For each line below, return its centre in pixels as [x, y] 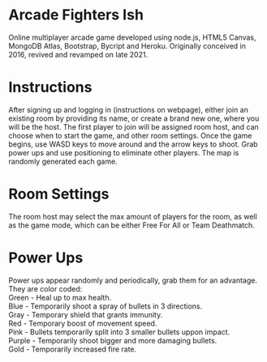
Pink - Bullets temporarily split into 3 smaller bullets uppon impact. [119, 332]
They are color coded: [45, 288]
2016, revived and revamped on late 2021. [78, 54]
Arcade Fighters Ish [76, 15]
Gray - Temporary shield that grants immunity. [86, 314]
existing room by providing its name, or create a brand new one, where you [134, 118]
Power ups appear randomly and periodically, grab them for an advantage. [133, 280]
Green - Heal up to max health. [60, 297]
